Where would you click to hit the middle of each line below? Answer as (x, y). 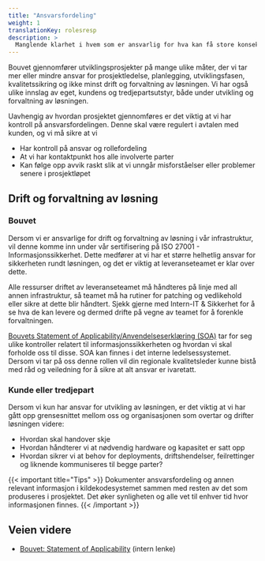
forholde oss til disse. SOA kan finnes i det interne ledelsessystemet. (119, 352)
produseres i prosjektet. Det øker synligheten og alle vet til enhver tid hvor (128, 497)
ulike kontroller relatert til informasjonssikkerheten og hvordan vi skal (120, 344)
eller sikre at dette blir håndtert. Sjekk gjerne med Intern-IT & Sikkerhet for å (132, 303)
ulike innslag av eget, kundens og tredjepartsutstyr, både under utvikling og (131, 92)
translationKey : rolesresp (52, 30)
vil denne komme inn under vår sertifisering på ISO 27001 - (104, 247)
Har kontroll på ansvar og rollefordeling (83, 149)
